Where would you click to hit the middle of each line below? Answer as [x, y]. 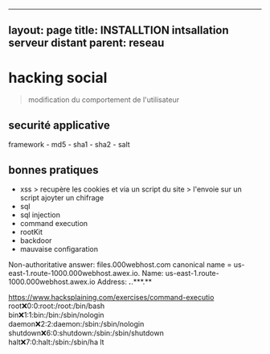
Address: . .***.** [125, 282]
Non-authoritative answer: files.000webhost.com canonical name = [120, 264]
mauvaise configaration [59, 249]
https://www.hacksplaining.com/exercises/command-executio [111, 297]
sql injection [40, 215]
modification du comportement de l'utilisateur [103, 100]
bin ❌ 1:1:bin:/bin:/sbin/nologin [56, 315]
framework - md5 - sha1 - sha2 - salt [69, 145]
